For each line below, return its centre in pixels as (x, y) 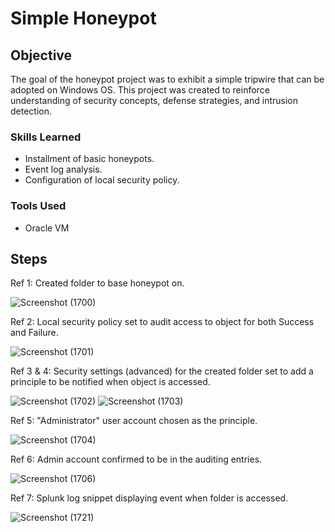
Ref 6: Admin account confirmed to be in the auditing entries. (136, 459)
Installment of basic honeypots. (89, 159)
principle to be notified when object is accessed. (110, 382)
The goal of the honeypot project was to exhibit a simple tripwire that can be (167, 79)
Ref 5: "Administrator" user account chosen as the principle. (134, 421)
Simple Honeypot (83, 18)
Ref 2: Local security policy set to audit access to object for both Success (162, 322)
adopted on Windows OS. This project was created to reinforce (140, 90)
